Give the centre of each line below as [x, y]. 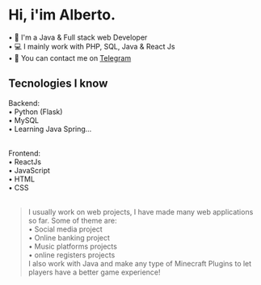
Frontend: [25, 153]
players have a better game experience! [94, 272]
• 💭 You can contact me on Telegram [70, 57]
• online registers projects [72, 255]
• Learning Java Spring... [50, 129]
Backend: [24, 103]
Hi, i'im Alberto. [62, 15]
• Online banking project [69, 237]
